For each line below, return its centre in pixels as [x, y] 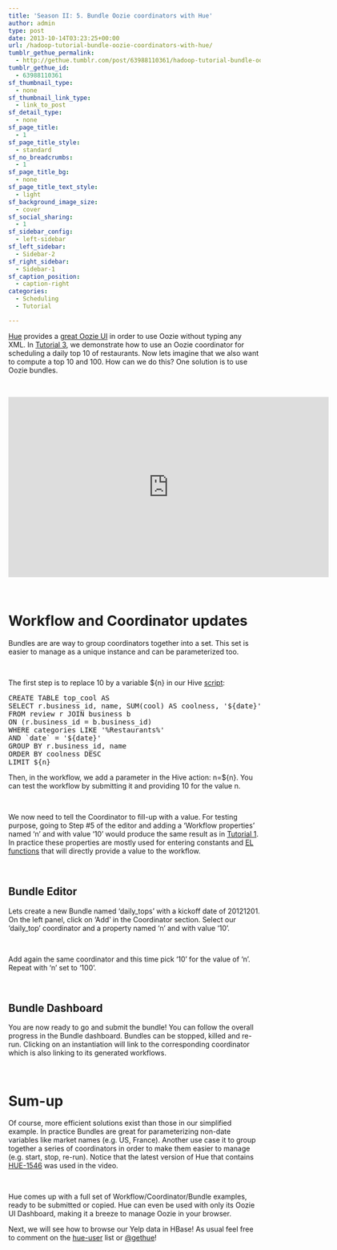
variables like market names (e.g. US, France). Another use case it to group [132, 1140]
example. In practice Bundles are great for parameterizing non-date [120, 1131]
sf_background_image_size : [53, 202]
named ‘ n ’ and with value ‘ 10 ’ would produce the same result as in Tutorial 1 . [133, 833]
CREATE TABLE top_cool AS [59, 698]
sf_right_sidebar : [39, 261]
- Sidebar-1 [36, 269]
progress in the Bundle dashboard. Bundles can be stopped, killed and [124, 1036]
